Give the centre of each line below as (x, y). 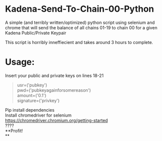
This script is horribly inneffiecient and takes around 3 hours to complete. (79, 42)
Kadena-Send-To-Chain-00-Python (80, 9)
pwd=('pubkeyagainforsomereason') (54, 90)
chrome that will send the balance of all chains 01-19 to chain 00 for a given (81, 27)
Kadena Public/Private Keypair (36, 33)
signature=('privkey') (38, 101)
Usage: (20, 62)
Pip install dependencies (30, 110)
